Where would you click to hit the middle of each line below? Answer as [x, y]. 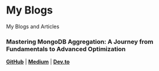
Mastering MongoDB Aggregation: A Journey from [80, 42]
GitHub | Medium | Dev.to [38, 62]
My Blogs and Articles [33, 26]
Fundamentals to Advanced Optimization [66, 49]
